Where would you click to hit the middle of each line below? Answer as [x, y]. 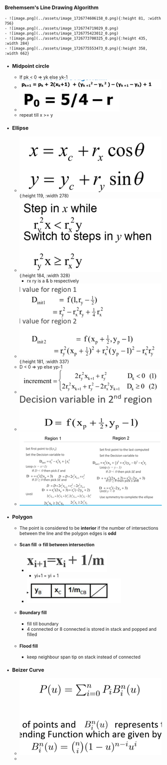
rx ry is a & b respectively [53, 281]
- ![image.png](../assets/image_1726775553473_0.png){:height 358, [76, 49]
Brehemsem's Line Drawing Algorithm [52, 8]
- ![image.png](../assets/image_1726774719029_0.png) [62, 29]
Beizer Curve [28, 670]
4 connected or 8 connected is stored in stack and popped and [91, 629]
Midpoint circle [30, 66]
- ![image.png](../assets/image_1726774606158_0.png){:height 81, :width [83, 19]
